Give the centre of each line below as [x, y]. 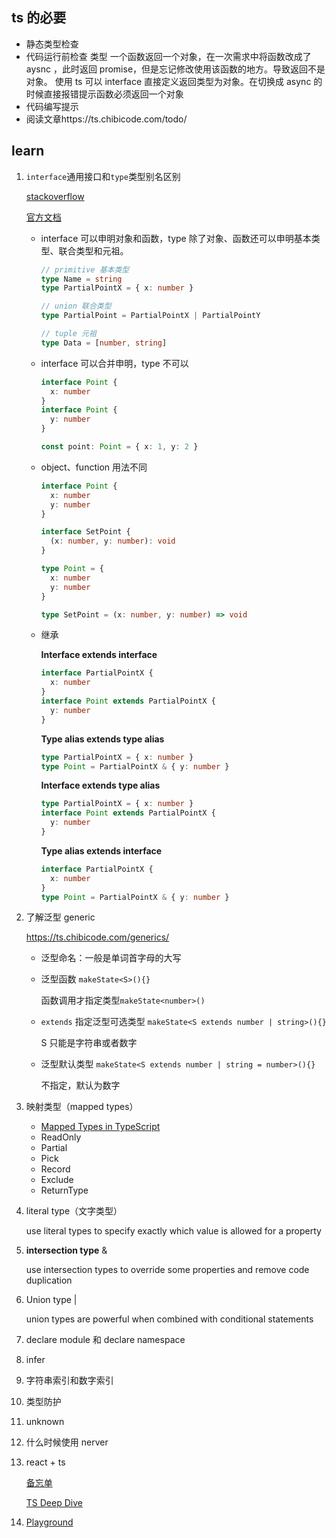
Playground [49, 1522]
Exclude [57, 1180]
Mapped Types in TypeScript [100, 1127]
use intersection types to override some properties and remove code [167, 1270]
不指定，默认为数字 [80, 1085]
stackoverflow [55, 196]
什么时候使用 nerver [67, 1442]
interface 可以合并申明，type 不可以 [114, 363]
